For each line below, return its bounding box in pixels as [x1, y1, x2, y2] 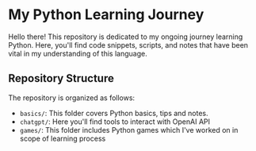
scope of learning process [19, 134, 106, 143]
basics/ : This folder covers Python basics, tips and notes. [19, 108, 208, 118]
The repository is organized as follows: [8, 93, 136, 103]
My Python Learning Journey [8, 6, 204, 24]
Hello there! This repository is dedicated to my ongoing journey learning [8, 32, 243, 41]
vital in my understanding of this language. [8, 48, 148, 58]
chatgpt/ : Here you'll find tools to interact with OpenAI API [19, 117, 211, 126]
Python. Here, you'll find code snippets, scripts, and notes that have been [8, 40, 248, 49]
